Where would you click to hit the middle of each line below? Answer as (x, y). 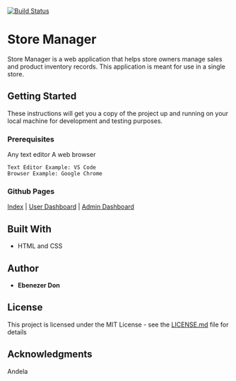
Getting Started (42, 96)
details (17, 332)
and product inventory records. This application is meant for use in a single (117, 66)
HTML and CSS (40, 246)
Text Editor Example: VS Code (52, 168)
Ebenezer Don (39, 285)
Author (23, 268)
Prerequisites (31, 139)
